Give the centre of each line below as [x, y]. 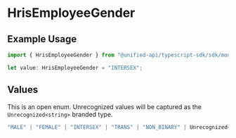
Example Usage [42, 39]
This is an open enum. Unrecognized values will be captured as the [105, 106]
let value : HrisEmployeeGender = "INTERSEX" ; [75, 68]
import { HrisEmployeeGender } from [61, 55]
